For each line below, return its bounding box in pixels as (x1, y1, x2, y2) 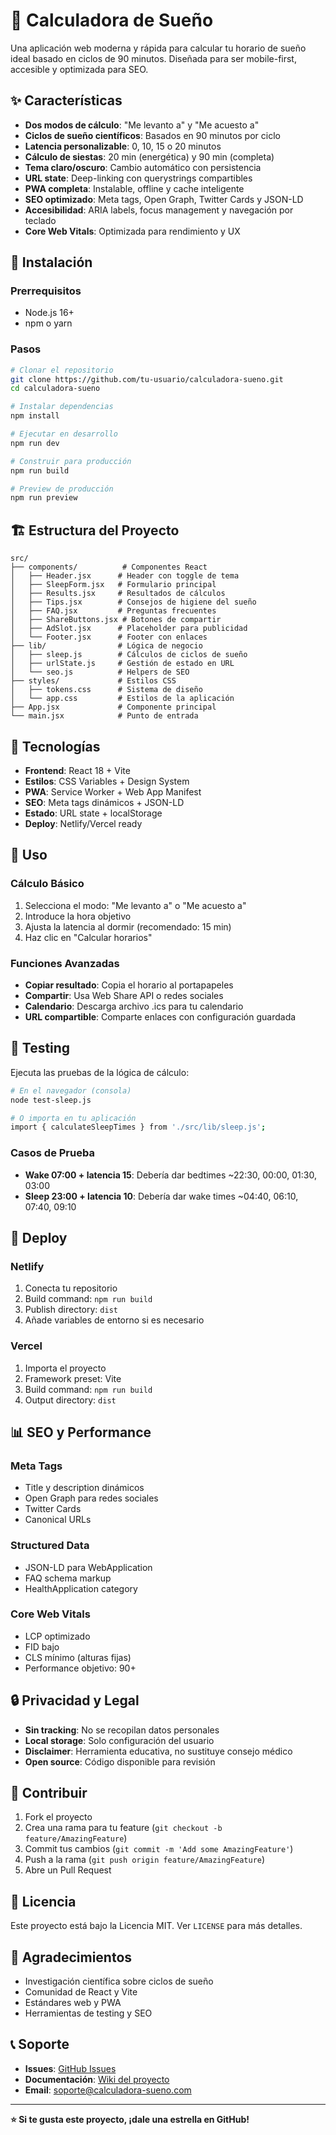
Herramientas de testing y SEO (24, 2007, 153, 2019)
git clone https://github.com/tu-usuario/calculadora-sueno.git (10, 374, 284, 384)
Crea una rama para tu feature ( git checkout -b (24, 1822, 223, 1834)
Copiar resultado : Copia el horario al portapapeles (24, 979, 234, 991)
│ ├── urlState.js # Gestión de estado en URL (10, 659, 235, 669)
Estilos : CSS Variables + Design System (24, 775, 190, 787)
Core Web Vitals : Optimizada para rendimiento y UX (24, 225, 241, 237)
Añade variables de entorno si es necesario (24, 1314, 205, 1326)
